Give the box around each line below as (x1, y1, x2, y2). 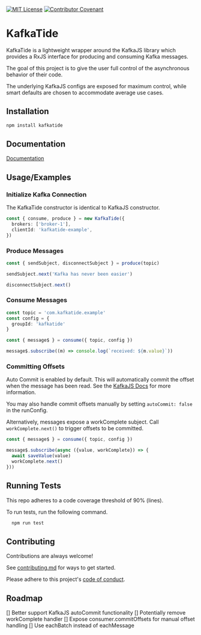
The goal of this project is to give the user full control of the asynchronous (6, 64, 190, 71)
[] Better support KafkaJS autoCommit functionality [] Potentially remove (6, 609, 186, 616)
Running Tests (6, 481, 61, 491)
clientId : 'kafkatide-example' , (11, 226, 93, 232)
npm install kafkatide (6, 122, 63, 129)
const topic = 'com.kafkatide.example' (6, 309, 106, 315)
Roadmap (6, 593, 43, 603)
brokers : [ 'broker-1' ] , (11, 221, 71, 227)
